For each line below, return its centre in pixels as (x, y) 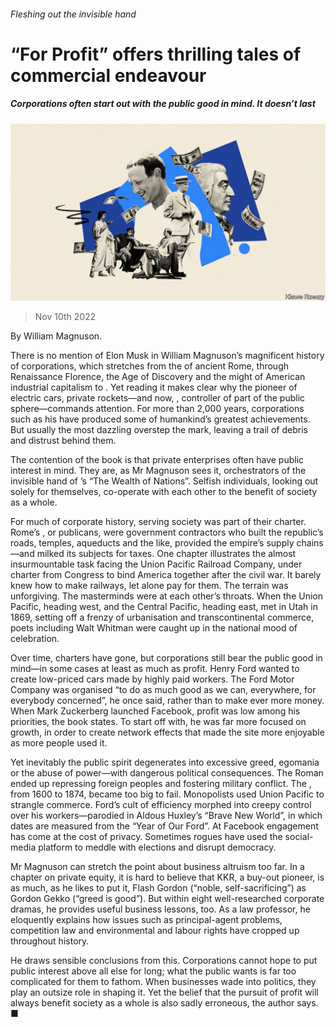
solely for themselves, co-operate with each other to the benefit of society (164, 492)
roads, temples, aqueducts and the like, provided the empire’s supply (152, 543)
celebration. (35, 639)
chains (310, 543)
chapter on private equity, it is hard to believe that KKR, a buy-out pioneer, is (167, 877)
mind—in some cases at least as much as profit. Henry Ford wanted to (155, 669)
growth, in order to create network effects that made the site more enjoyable (167, 732)
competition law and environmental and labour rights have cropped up (155, 931)
